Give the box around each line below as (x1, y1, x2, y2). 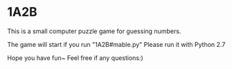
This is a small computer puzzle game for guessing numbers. (7, 27, 181, 35)
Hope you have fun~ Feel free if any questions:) (7, 53, 143, 62)
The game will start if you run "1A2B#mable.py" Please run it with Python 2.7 (7, 40, 226, 48)
